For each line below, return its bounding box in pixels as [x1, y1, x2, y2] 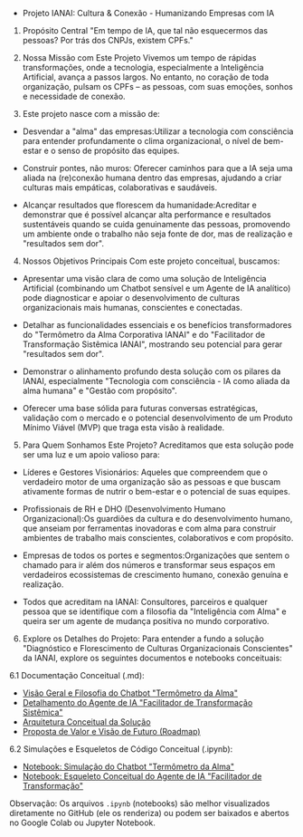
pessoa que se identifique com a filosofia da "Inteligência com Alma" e [22, 606, 287, 617]
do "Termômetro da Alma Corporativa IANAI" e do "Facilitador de [22, 330, 265, 340]
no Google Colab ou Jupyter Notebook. [9, 817, 156, 828]
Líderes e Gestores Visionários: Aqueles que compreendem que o [22, 467, 269, 477]
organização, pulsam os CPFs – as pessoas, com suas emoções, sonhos [22, 82, 294, 91]
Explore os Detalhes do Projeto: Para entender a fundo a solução [22, 633, 264, 644]
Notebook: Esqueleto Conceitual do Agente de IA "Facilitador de [22, 771, 262, 782]
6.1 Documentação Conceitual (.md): [9, 670, 145, 680]
